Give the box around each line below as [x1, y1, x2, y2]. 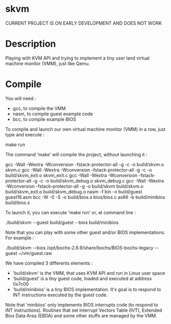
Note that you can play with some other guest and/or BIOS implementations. [5, 229, 165, 235]
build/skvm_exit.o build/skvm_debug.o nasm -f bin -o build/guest [5, 188, 142, 195]
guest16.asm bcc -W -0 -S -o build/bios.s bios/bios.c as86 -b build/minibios [5, 194, 165, 200]
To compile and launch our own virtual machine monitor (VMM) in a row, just [5, 126, 166, 132]
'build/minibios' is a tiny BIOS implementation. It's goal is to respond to [12, 286, 161, 292]
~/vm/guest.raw [18, 250, 53, 256]
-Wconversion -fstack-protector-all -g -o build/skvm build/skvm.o [5, 183, 144, 189]
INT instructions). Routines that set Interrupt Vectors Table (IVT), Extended [5, 307, 162, 313]
